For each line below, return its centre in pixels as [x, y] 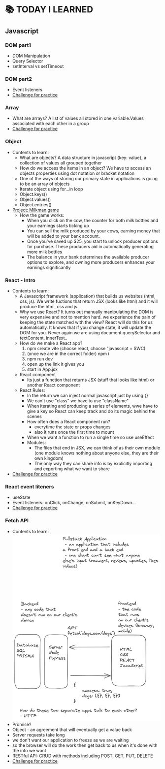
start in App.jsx [42, 369]
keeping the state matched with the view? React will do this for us [86, 322]
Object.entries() [35, 204]
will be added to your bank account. [63, 236]
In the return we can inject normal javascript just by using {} [88, 396]
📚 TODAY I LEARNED [49, 10]
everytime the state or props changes [72, 427]
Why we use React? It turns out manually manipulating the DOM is [86, 312]
